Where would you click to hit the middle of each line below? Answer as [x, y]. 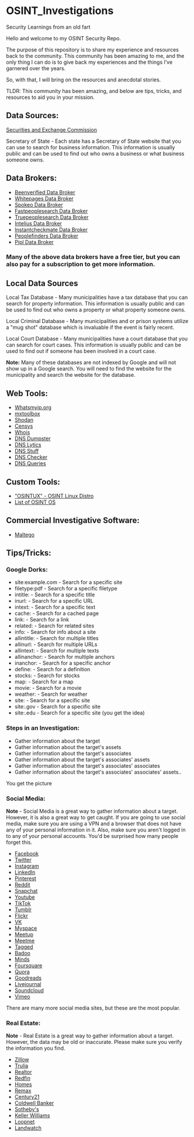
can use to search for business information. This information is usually [91, 147]
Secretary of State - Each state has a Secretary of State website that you [93, 141]
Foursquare [28, 966]
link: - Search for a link [42, 620]
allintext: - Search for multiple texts [57, 651]
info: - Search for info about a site [55, 632]
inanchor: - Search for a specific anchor [63, 663]
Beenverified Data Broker [45, 192]
